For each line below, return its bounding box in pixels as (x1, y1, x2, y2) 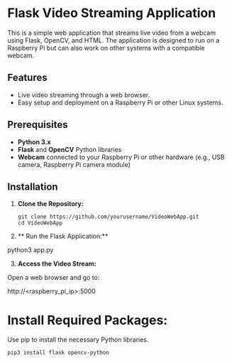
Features (7, 72, 48, 84)
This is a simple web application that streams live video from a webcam (7, 28, 216, 37)
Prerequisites (7, 119, 68, 131)
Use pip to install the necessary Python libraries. (7, 335, 149, 344)
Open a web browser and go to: (7, 273, 100, 282)
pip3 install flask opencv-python (7, 350, 110, 357)
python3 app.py (7, 246, 54, 254)
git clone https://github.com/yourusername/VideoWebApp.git (17, 213, 199, 221)
